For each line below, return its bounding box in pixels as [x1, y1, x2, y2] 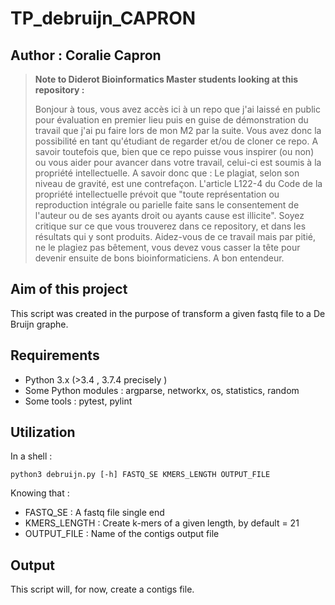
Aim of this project [10, 281, 128, 298]
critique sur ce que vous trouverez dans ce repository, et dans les [34, 220, 307, 232]
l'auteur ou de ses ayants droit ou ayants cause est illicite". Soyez [34, 210, 305, 221]
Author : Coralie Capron [10, 47, 162, 64]
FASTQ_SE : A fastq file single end [24, 507, 165, 519]
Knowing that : [10, 487, 70, 499]
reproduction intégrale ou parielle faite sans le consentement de [34, 199, 300, 211]
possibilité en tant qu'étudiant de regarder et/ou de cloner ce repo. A [34, 135, 319, 147]
